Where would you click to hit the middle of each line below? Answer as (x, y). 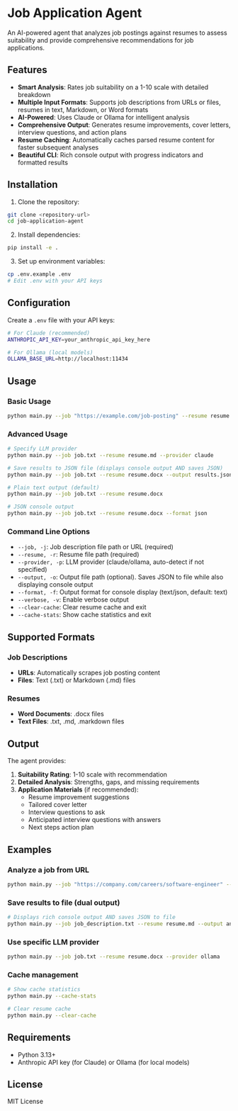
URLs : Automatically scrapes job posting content (89, 673)
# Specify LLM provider (42, 449)
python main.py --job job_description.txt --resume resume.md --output (115, 924)
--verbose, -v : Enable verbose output (73, 599)
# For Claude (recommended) (49, 333)
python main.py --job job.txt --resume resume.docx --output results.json (120, 475)
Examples (29, 849)
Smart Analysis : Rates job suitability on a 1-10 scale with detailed (113, 87)
